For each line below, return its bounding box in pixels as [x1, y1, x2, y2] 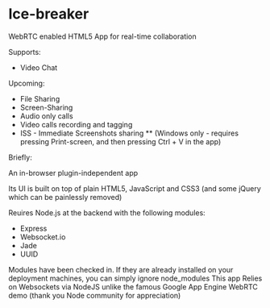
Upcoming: [8, 78, 45, 88]
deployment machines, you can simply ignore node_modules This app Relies [8, 273, 263, 283]
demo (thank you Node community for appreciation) [8, 290, 181, 300]
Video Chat [19, 62, 58, 73]
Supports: [8, 47, 42, 56]
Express [19, 223, 48, 233]
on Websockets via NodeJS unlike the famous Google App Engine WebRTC [8, 281, 258, 291]
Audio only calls [19, 110, 74, 121]
